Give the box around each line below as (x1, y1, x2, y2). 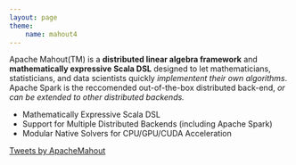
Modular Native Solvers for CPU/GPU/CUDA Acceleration (21, 128, 232, 139)
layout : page (9, 12, 58, 22)
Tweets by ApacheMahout (9, 145, 106, 156)
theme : (9, 21, 34, 30)
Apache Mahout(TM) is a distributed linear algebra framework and (9, 54, 259, 65)
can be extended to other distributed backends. (9, 92, 185, 103)
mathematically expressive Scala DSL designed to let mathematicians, (9, 63, 272, 74)
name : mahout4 (25, 29, 78, 38)
